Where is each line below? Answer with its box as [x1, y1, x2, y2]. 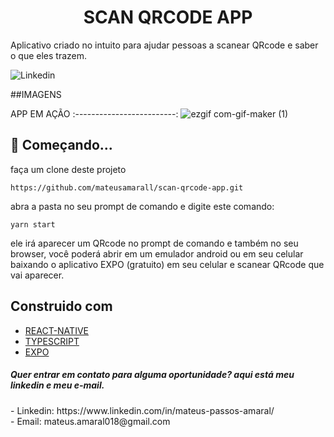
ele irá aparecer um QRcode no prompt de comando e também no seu [10, 237, 299, 249]
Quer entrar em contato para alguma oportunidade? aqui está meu [10, 369, 295, 381]
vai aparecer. [10, 269, 65, 281]
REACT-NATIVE [24, 324, 89, 336]
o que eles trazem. [10, 49, 88, 61]
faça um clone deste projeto [10, 163, 127, 175]
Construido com [10, 298, 113, 315]
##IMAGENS [10, 88, 62, 100]
